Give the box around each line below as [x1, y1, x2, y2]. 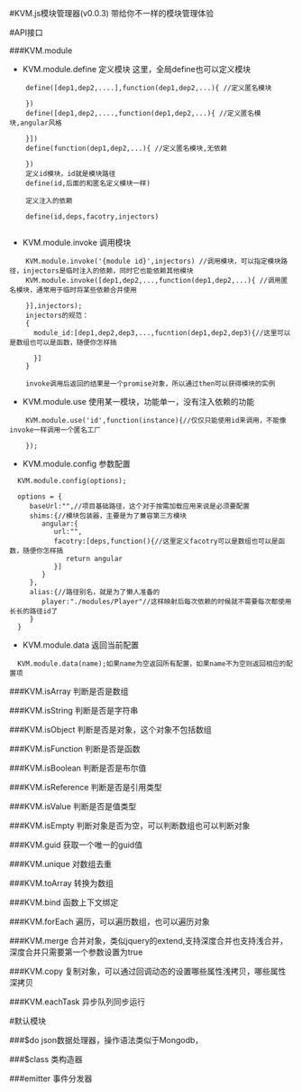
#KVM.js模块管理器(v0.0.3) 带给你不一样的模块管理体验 [9, 8, 215, 18]
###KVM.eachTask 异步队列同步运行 [9, 996, 146, 1007]
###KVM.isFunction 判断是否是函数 [9, 743, 142, 754]
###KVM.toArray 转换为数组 [9, 878, 114, 888]
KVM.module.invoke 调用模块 [22, 238, 132, 247]
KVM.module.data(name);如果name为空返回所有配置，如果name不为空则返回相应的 [17, 659, 287, 668]
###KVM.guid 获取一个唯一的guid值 [9, 839, 142, 850]
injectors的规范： [25, 311, 89, 320]
